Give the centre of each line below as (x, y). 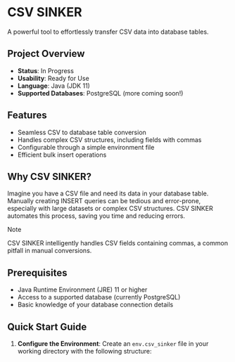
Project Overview (46, 54)
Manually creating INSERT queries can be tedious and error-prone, (104, 201)
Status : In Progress (45, 70)
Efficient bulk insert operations (62, 155)
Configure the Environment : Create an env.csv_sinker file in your (113, 344)
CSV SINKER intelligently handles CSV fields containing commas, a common (118, 243)
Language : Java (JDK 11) (53, 86)
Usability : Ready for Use (53, 78)
